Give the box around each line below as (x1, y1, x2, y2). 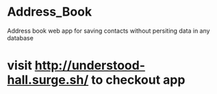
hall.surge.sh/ (7, 72, 89, 88)
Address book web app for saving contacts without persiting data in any (7, 27, 210, 35)
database (7, 33, 34, 42)
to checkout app (91, 72, 186, 88)
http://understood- (34, 58, 146, 74)
